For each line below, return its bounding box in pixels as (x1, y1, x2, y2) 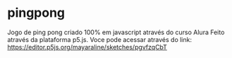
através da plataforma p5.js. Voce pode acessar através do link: (7, 35, 193, 43)
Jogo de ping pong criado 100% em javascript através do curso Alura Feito (7, 28, 225, 36)
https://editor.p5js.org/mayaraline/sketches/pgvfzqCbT (7, 43, 168, 51)
